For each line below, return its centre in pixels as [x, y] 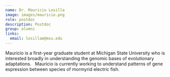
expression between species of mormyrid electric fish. [62, 69]
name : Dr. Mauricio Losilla [35, 10]
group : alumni [20, 29]
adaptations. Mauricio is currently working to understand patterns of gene [84, 64]
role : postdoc [20, 19]
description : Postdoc [28, 24]
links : [12, 34]
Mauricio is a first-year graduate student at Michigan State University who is [85, 53]
